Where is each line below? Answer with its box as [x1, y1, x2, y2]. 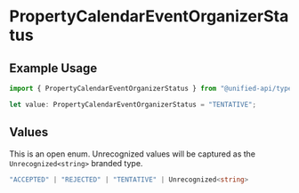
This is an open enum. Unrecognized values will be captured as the [9, 149, 256, 159]
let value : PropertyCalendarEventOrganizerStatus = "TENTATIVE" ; [9, 100, 256, 109]
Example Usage [9, 60, 98, 76]
